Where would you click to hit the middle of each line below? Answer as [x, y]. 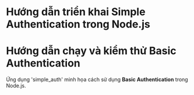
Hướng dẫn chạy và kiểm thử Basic [91, 51]
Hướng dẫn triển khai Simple [76, 12]
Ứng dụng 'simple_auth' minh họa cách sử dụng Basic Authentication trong [97, 80]
